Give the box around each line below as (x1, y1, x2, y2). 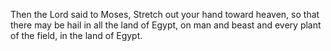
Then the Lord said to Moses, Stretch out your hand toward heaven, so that (10, 9, 320, 20)
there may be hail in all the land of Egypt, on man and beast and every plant (10, 19, 322, 31)
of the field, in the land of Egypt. (10, 30, 143, 41)
